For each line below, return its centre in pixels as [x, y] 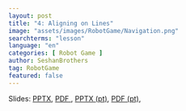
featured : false [36, 76]
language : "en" [34, 46]
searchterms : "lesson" [46, 38]
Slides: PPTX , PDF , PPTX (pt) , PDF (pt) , [75, 98]
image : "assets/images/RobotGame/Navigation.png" [94, 31]
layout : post [30, 16]
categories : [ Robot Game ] [56, 53]
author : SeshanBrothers [49, 61]
